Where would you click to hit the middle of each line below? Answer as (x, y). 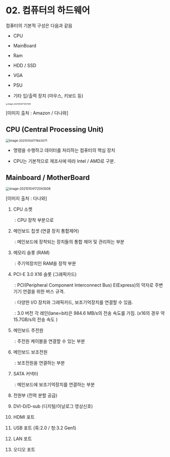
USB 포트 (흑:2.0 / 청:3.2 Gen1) (45, 428)
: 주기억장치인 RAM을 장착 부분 (45, 264)
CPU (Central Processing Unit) (55, 129)
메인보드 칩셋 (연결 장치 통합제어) (46, 231)
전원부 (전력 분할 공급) (35, 395)
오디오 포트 (24, 450)
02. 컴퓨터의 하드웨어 (48, 10)
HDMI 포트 (24, 417)
